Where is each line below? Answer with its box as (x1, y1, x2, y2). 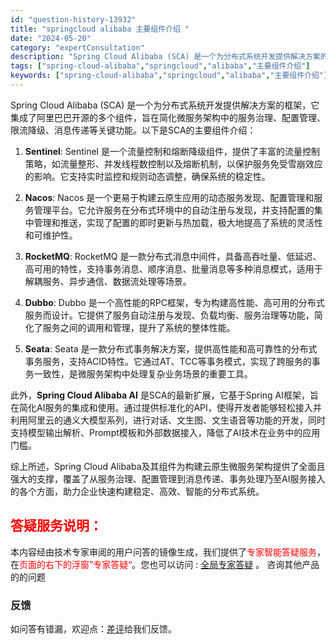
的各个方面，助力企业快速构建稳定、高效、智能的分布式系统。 (10, 485, 265, 497)
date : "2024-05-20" (10, 33, 92, 43)
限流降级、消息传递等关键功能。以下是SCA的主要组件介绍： (10, 124, 257, 136)
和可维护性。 (24, 229, 78, 241)
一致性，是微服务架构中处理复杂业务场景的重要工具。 (33, 367, 253, 380)
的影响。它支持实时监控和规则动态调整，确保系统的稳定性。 (24, 170, 271, 182)
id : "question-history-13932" (10, 14, 137, 25)
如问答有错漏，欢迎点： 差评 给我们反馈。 (10, 622, 177, 635)
